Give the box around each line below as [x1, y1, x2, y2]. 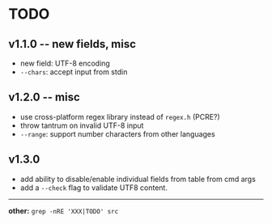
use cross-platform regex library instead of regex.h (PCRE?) [19, 112, 220, 121]
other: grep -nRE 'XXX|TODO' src [8, 205, 119, 215]
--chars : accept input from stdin [19, 67, 128, 77]
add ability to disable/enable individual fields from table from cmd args [19, 174, 257, 184]
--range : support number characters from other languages [19, 129, 216, 138]
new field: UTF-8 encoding [19, 58, 111, 68]
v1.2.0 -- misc [8, 91, 81, 104]
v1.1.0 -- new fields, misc [8, 37, 136, 51]
